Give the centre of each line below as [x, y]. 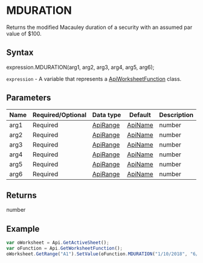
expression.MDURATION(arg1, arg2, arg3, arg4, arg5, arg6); [80, 67]
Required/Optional [59, 115]
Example [23, 229]
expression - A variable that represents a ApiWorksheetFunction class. [94, 78]
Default [140, 115]
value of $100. [24, 33]
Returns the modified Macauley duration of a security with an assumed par [99, 27]
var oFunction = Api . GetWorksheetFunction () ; [64, 249]
